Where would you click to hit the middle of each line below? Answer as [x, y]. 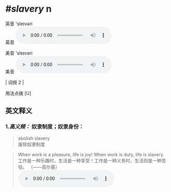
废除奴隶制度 [31, 144]
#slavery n [29, 9]
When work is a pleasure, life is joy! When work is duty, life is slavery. [91, 154]
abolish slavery [34, 138]
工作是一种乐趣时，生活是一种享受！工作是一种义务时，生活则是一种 [90, 160]
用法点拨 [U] [18, 93]
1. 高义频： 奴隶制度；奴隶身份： [45, 127]
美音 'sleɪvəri [19, 53]
